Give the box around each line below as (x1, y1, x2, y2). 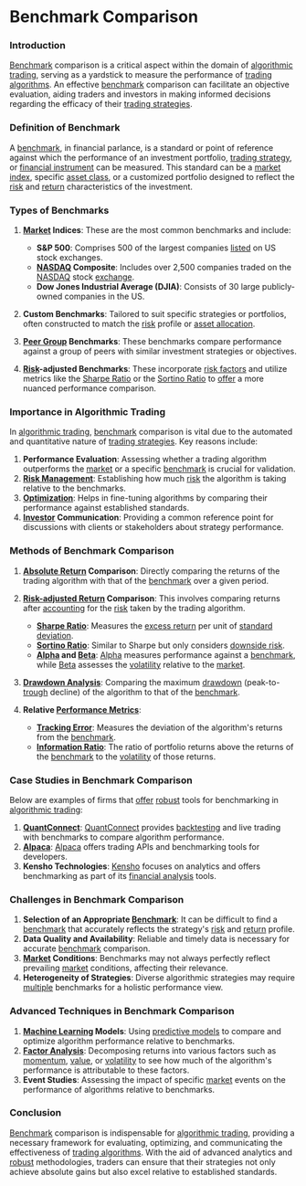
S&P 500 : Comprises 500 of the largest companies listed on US (36, 242, 277, 253)
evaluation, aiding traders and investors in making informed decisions (9, 89, 271, 100)
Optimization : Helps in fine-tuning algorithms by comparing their (22, 492, 268, 503)
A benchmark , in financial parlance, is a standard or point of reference (9, 142, 274, 153)
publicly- (261, 281, 295, 292)
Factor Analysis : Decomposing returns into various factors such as (22, 1044, 277, 1056)
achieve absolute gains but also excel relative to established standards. (9, 1166, 278, 1177)
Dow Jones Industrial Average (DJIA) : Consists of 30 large (36, 281, 260, 292)
